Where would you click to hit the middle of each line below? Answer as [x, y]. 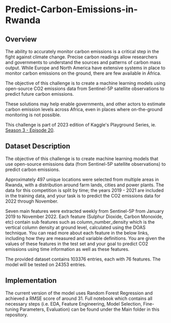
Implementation [31, 281]
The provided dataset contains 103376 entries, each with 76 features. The [83, 259]
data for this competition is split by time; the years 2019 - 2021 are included [84, 190]
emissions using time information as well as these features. [67, 249]
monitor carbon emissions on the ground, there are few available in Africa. [83, 73]
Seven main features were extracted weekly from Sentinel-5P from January [85, 211]
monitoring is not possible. [33, 115]
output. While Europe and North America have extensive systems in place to [86, 68]
